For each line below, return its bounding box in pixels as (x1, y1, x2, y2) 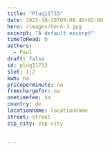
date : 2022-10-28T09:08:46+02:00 (7, 17, 104, 24)
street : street (7, 113, 51, 120)
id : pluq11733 (7, 62, 48, 69)
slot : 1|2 (7, 68, 36, 75)
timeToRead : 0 (7, 36, 48, 43)
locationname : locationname (7, 107, 89, 114)
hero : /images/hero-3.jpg (7, 23, 82, 30)
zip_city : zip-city (7, 119, 64, 127)
